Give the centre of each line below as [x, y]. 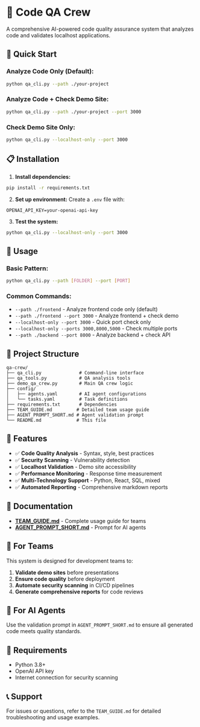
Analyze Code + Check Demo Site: [58, 99]
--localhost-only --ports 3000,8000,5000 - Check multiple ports [96, 329]
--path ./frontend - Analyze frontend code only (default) [86, 309]
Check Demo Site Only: [41, 127]
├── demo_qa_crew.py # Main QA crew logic [70, 384]
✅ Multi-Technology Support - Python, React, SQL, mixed [88, 480]
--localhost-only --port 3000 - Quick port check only [83, 322]
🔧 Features [27, 439]
